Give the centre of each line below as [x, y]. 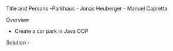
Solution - [18, 42]
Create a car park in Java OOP [51, 31]
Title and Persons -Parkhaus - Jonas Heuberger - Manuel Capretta [87, 8]
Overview [18, 20]
